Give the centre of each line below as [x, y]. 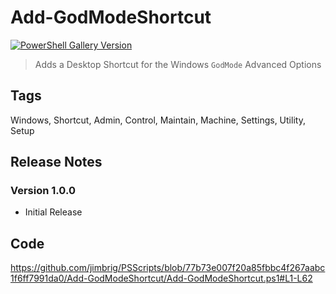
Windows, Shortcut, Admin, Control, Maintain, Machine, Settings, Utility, [158, 120]
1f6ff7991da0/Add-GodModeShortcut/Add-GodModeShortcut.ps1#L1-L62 [161, 278]
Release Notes [56, 162]
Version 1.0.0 [43, 191]
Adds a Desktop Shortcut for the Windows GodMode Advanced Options [178, 64]
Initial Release [53, 212]
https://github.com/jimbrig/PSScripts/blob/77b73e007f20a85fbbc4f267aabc [168, 268]
